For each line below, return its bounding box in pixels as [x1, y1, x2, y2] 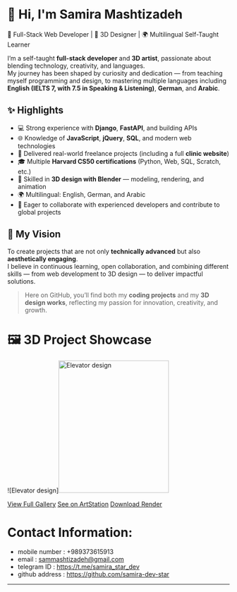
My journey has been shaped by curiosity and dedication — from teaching [7, 68, 224, 77]
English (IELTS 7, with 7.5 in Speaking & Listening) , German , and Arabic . [7, 84, 220, 92]
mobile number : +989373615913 [17, 548, 114, 556]
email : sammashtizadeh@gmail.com [17, 555, 125, 564]
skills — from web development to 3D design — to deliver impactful [7, 270, 203, 278]
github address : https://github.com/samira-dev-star [17, 570, 170, 579]
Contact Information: [7, 524, 133, 540]
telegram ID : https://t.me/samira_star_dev [17, 562, 140, 571]
